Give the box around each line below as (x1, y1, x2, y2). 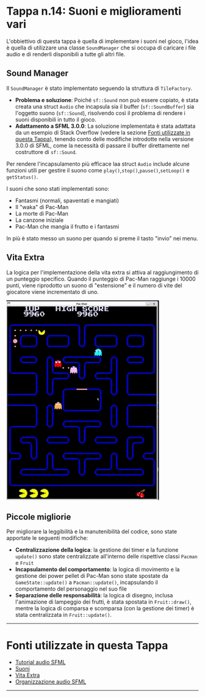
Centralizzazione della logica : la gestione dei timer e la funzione (15, 546, 179, 554)
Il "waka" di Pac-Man (15, 203, 69, 210)
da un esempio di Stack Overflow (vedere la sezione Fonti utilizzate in (15, 128, 191, 136)
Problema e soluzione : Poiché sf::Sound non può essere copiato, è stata (15, 96, 199, 103)
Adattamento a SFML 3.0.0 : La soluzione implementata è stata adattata (15, 122, 196, 130)
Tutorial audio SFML (15, 658, 66, 666)
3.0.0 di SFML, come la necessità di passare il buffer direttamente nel (15, 142, 190, 149)
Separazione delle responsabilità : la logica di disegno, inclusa (15, 592, 173, 599)
